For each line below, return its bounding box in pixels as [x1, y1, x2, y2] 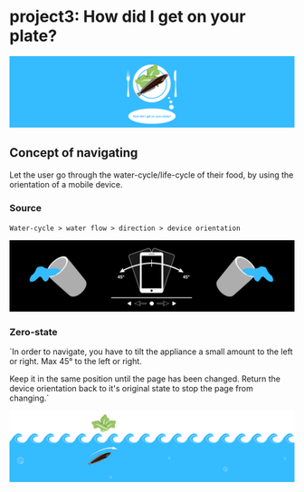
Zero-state [9, 325, 58, 338]
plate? [9, 25, 57, 46]
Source [9, 201, 43, 214]
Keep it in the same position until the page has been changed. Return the [9, 373, 280, 384]
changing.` [9, 392, 50, 404]
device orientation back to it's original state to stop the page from [9, 383, 253, 394]
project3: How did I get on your [9, 6, 246, 27]
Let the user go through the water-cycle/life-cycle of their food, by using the [9, 169, 294, 180]
